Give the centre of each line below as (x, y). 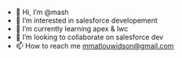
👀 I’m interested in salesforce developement (87, 20)
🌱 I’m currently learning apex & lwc (72, 29)
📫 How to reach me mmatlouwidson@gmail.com (95, 46)
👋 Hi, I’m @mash (42, 12)
